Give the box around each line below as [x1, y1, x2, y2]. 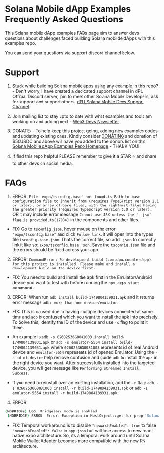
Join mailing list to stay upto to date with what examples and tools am [12, 113, 152, 119]
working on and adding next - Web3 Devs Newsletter [12, 118, 120, 124]
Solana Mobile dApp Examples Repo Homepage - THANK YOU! [12, 143, 140, 149]
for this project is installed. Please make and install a [12, 261, 135, 267]
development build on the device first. [12, 266, 96, 270]
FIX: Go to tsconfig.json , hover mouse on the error [12, 226, 116, 232]
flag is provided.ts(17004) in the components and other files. [12, 216, 140, 223]
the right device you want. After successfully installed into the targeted [12, 360, 155, 366]
